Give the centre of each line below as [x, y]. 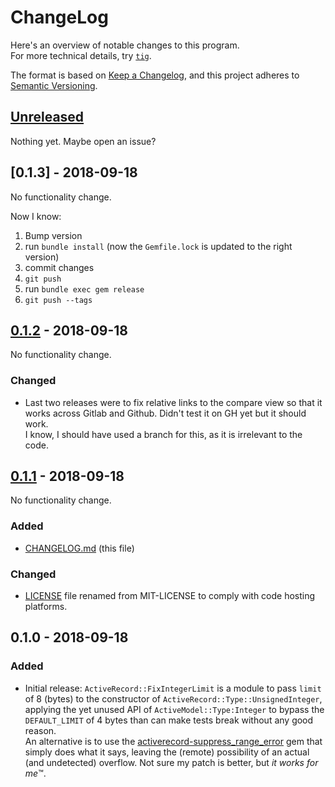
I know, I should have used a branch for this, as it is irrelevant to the [163, 434]
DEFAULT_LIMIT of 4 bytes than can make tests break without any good [169, 720]
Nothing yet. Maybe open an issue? [83, 141]
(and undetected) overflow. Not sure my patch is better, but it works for [171, 762]
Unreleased [47, 117]
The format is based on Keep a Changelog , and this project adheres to [155, 75]
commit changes [59, 267]
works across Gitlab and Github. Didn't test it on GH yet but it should [165, 413]
